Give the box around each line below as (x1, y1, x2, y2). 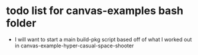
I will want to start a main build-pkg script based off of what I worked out (14, 36, 192, 43)
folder (6, 16, 37, 30)
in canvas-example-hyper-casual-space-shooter (14, 42, 134, 49)
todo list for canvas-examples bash (6, 4, 184, 18)
